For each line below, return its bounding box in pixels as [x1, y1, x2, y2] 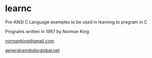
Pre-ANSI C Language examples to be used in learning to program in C [5, 19, 148, 25]
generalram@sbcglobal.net [5, 47, 60, 53]
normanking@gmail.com [5, 38, 55, 44]
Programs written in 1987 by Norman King [5, 28, 89, 34]
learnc [5, 3, 32, 14]
